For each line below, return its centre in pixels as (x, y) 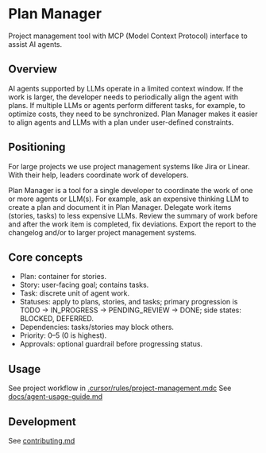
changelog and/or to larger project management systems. (102, 232)
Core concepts (46, 257)
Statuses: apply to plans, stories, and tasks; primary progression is (129, 302)
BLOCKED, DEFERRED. (56, 319)
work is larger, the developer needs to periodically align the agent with (123, 97)
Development (42, 422)
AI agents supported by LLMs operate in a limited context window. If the (126, 88)
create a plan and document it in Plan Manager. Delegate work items (120, 207)
